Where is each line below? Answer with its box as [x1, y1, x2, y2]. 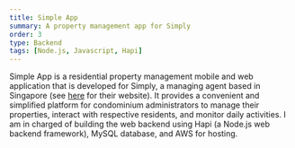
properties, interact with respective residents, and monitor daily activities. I [9, 109, 286, 120]
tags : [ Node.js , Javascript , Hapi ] [9, 47, 143, 56]
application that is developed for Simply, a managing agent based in [9, 81, 261, 91]
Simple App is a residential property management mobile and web [9, 71, 254, 82]
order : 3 [9, 30, 42, 39]
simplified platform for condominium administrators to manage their [9, 100, 260, 110]
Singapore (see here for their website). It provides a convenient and [9, 91, 260, 101]
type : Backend [9, 38, 63, 48]
